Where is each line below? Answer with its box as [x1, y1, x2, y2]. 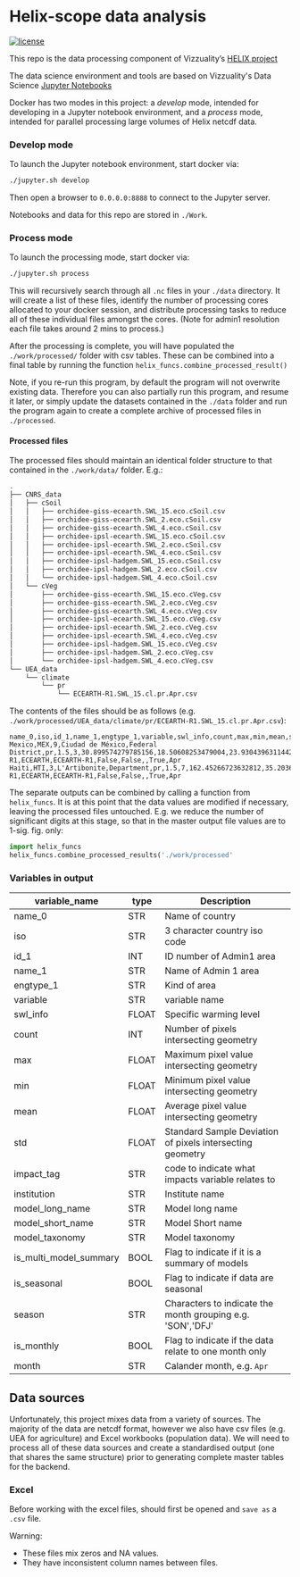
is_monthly [13, 1339, 60, 1352]
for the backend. [9, 1462, 71, 1473]
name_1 [13, 964, 47, 977]
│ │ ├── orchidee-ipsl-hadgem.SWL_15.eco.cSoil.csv [9, 556, 221, 566]
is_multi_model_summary [13, 1252, 120, 1264]
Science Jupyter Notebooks [9, 79, 112, 90]
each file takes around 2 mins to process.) [9, 323, 164, 334]
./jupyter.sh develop [9, 176, 90, 185]
